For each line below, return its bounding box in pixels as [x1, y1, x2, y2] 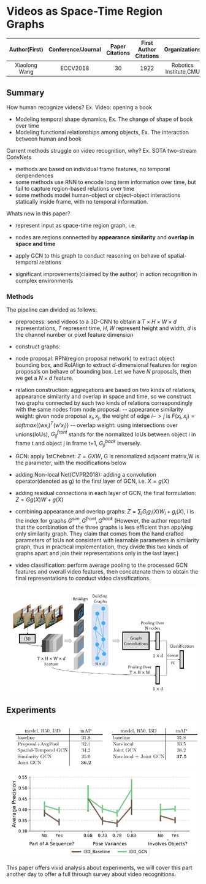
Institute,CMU [165, 67, 200, 75]
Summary [6, 87, 45, 98]
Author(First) [9, 46, 44, 53]
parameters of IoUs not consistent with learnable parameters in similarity [15, 536, 199, 544]
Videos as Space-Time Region [6, 4, 163, 18]
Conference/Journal [48, 46, 101, 53]
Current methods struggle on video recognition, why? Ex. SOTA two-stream [6, 147, 197, 154]
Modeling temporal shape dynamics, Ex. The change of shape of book [15, 115, 193, 123]
